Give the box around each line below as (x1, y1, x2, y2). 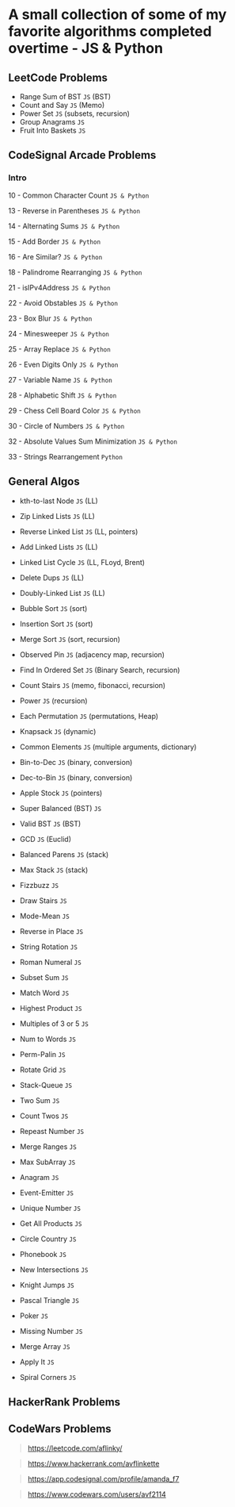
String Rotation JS (19, 942, 78, 951)
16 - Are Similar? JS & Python (8, 252, 103, 261)
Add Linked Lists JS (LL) (19, 542, 98, 552)
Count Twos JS (19, 1111, 69, 1121)
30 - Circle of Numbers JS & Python (8, 421, 125, 430)
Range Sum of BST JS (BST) (19, 92, 112, 101)
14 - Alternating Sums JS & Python (8, 221, 120, 231)
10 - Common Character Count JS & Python (8, 190, 150, 200)
